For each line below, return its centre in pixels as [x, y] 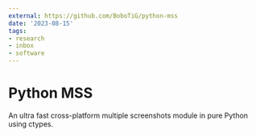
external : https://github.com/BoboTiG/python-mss [93, 16]
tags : [17, 31]
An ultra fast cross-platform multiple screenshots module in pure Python [128, 115]
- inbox [21, 46]
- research [27, 38]
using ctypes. [31, 124]
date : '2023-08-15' [41, 23]
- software [27, 53]
